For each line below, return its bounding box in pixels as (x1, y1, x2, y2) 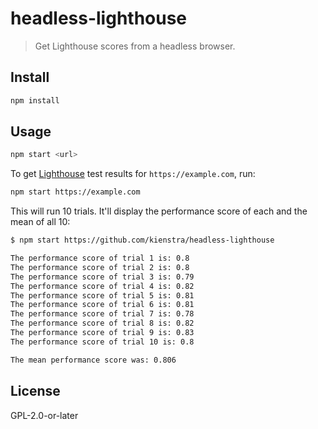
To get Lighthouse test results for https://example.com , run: (10, 168, 256, 180)
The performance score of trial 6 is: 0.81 (10, 300, 195, 310)
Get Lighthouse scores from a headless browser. (34, 40, 236, 52)
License (10, 383, 61, 400)
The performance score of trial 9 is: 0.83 (10, 328, 195, 338)
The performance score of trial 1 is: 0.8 (10, 253, 190, 264)
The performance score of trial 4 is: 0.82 (10, 281, 195, 291)
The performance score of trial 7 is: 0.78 (10, 309, 195, 319)
